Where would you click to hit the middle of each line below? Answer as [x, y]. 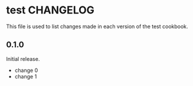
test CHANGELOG [50, 10]
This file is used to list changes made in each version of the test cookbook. [97, 26]
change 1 [26, 76]
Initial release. [23, 59]
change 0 [26, 70]
